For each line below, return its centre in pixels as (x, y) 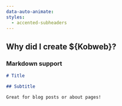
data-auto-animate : (30, 12)
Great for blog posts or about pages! (54, 97)
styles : (16, 17)
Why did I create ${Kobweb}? (61, 46)
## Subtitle (21, 86)
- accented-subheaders (39, 23)
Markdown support (34, 63)
